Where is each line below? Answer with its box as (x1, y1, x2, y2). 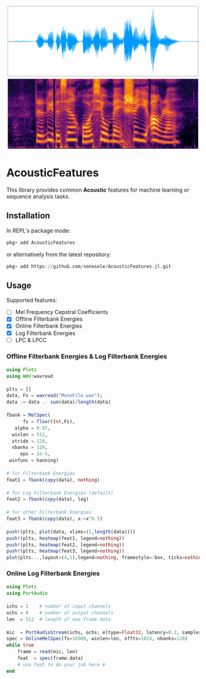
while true (6, 642, 34, 648)
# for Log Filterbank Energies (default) (6, 490, 114, 496)
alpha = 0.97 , (14, 425, 51, 431)
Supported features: (6, 297, 57, 304)
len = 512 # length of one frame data (6, 616, 112, 622)
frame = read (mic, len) (17, 649, 78, 655)
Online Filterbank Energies (15, 322, 83, 330)
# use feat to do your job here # (17, 661, 105, 668)
